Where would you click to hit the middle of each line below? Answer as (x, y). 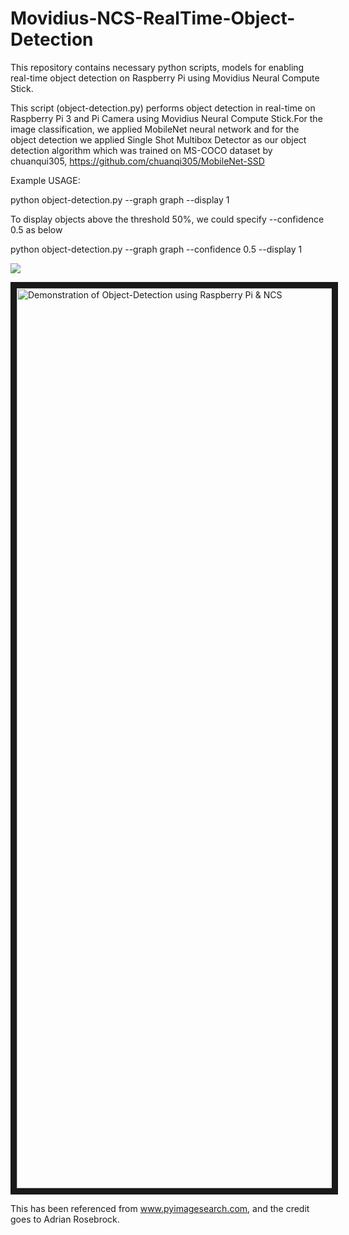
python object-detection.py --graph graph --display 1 (120, 199)
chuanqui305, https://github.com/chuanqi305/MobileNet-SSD (137, 161)
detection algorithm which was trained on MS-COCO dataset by (141, 150)
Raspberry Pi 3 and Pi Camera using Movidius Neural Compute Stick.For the (166, 118)
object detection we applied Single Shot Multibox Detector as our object (158, 139)
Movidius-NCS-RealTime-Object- (153, 18)
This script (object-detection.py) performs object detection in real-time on (163, 108)
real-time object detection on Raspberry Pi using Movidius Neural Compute (165, 78)
